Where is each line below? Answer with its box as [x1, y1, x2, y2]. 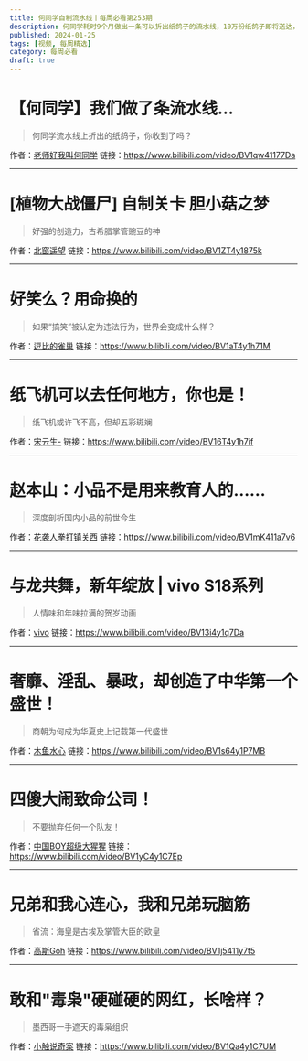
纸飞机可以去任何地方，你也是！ [9, 385, 250, 405]
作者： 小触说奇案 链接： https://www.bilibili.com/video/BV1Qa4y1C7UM [9, 1041, 277, 1052]
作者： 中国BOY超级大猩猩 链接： [9, 841, 133, 852]
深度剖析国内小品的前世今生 [31, 511, 137, 522]
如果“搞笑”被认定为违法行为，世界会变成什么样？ [31, 321, 217, 332]
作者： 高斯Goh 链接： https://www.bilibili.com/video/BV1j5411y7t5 [9, 946, 256, 957]
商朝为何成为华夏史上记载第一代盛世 [31, 725, 169, 736]
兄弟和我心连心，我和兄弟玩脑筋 [9, 894, 250, 915]
